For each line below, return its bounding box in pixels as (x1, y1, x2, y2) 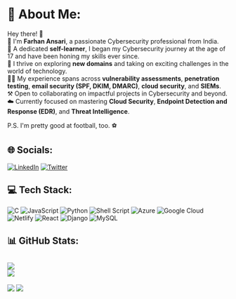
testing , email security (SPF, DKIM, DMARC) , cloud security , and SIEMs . (7, 81, 221, 90)
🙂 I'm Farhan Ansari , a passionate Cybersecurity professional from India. (7, 36, 219, 45)
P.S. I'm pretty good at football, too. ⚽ (7, 121, 117, 129)
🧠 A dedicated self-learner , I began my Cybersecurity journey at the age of (7, 44, 226, 53)
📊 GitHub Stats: (7, 234, 79, 246)
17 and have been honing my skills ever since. (7, 52, 140, 60)
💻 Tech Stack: (7, 184, 72, 196)
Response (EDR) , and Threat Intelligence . (7, 107, 130, 115)
